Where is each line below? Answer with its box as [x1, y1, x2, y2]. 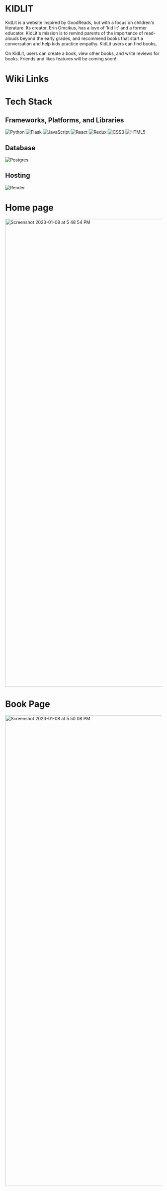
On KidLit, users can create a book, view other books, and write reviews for [5, 50, 160, 56]
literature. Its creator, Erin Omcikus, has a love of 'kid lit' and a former [5, 24, 147, 30]
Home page [5, 202, 54, 213]
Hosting [5, 171, 31, 180]
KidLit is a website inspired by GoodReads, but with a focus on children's [5, 19, 155, 25]
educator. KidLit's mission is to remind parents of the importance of [5, 30, 143, 36]
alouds [5, 35, 19, 41]
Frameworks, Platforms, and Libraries [5, 116, 124, 124]
